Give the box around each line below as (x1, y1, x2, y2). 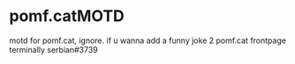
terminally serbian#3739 (9, 44, 99, 54)
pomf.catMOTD (9, 6, 125, 26)
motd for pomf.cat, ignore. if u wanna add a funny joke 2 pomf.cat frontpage (9, 35, 287, 46)
